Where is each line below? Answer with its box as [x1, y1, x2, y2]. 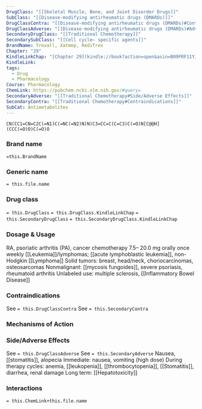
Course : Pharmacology [6, 82, 61, 88]
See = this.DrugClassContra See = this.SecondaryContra [6, 305, 148, 312]
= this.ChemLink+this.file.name [6, 398, 87, 404]
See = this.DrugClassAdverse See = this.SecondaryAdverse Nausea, [6, 350, 176, 357]
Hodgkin [6, 257, 28, 264]
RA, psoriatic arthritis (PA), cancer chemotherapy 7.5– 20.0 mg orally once [6, 244, 190, 251]
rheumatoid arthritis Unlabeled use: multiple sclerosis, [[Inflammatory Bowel [6, 270, 194, 277]
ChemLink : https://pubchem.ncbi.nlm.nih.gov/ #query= [6, 87, 141, 94]
